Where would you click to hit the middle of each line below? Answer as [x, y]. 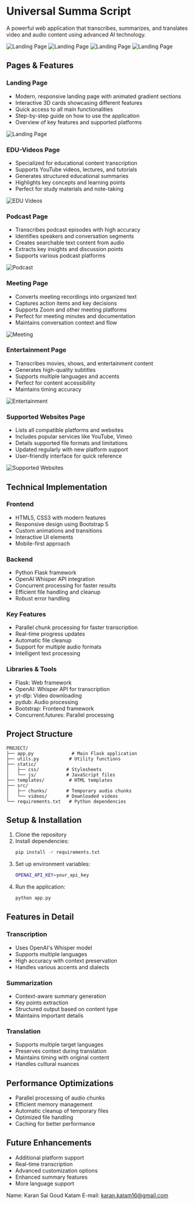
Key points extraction [42, 1002]
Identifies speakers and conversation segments [74, 236]
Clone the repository [41, 835]
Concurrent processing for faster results [66, 586]
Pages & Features [40, 66]
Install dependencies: [42, 841]
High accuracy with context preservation [66, 961]
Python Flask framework [46, 573]
